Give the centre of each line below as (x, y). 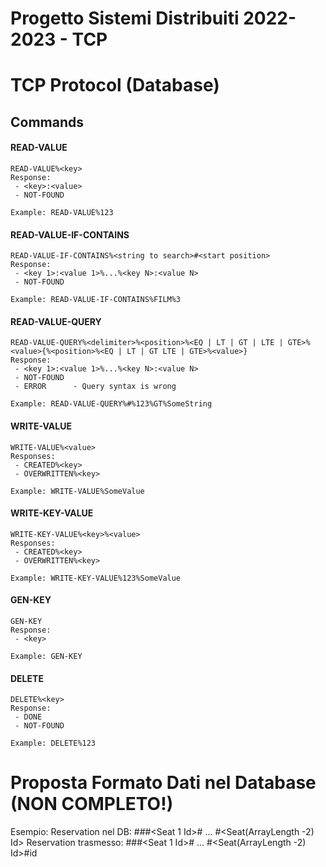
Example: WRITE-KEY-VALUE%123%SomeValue (96, 578)
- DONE (28, 717)
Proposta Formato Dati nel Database (163, 783)
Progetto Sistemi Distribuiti (125, 18)
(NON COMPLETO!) (92, 804)
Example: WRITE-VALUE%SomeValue (77, 491)
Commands (47, 122)
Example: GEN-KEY (46, 656)
